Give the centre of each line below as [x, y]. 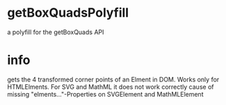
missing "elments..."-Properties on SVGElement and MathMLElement [105, 94]
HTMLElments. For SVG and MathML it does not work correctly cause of [111, 87]
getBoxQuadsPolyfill [68, 13]
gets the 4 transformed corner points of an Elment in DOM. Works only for [113, 79]
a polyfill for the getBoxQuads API [56, 32]
